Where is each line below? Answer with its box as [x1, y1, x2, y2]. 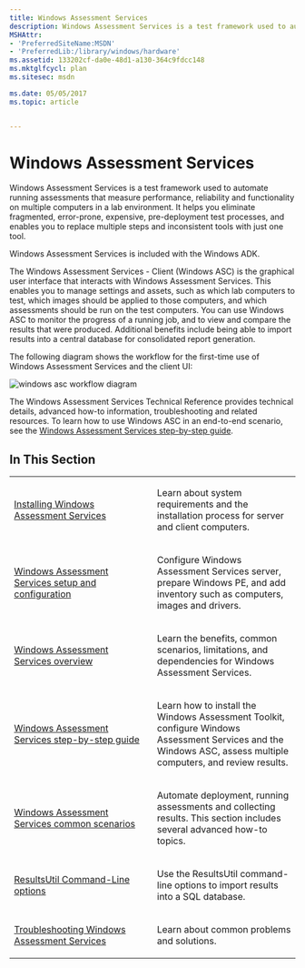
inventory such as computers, [157, 588, 284, 600]
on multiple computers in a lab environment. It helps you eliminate [9, 202, 256, 213]
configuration [14, 588, 72, 600]
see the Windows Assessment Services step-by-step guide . [9, 425, 234, 437]
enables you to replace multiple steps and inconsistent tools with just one [9, 221, 284, 232]
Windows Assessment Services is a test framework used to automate [9, 183, 269, 194]
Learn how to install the [157, 700, 257, 712]
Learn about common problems [157, 923, 291, 936]
